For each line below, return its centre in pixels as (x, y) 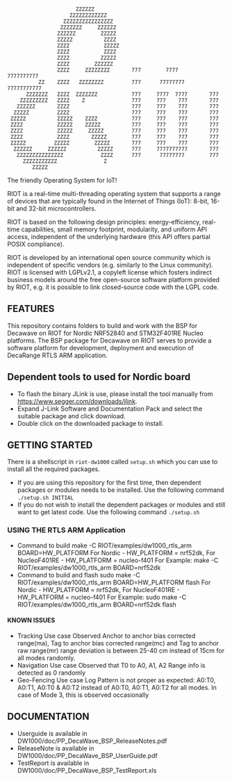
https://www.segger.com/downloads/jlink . (77, 401)
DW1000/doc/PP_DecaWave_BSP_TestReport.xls (87, 770)
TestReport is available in (53, 763)
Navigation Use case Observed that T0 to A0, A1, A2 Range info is (111, 665)
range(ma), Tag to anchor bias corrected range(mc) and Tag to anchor (118, 643)
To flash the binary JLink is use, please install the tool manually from (115, 394)
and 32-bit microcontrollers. (56, 208)
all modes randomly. (46, 658)
